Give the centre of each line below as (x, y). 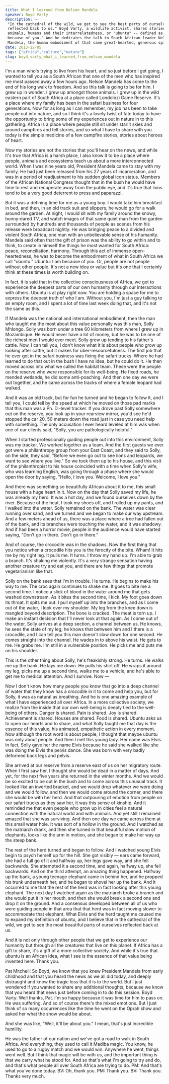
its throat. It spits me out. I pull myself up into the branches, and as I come (82, 602)
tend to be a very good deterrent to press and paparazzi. (64, 193)
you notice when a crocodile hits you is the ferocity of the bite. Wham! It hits (84, 550)
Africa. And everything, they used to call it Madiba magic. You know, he (79, 1044)
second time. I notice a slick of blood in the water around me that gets (78, 592)
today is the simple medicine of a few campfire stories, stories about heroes (84, 135)
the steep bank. (21, 840)
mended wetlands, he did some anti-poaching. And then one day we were (82, 377)
